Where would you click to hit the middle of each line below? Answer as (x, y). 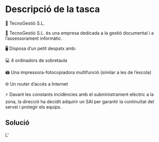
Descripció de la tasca (53, 9)
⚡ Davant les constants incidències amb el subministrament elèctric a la (79, 94)
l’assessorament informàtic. (34, 38)
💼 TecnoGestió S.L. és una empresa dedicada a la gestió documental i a (79, 33)
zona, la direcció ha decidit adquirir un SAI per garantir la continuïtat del (80, 101)
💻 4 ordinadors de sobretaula (36, 60)
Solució (17, 123)
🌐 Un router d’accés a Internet (37, 84)
